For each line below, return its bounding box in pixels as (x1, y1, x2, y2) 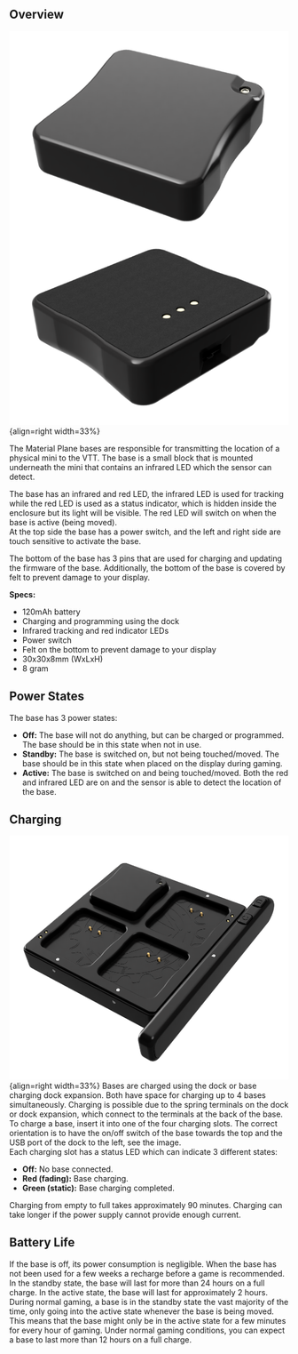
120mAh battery (21, 606, 82, 617)
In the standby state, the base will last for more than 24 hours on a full (9, 1278, 265, 1288)
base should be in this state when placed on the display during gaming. (21, 757, 283, 768)
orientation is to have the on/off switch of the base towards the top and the (9, 1127, 283, 1138)
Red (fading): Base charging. (21, 1173, 129, 1183)
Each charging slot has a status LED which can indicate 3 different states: (9, 1146, 278, 1157)
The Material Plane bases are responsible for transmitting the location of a (9, 443, 280, 453)
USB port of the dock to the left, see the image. (9, 1137, 182, 1148)
